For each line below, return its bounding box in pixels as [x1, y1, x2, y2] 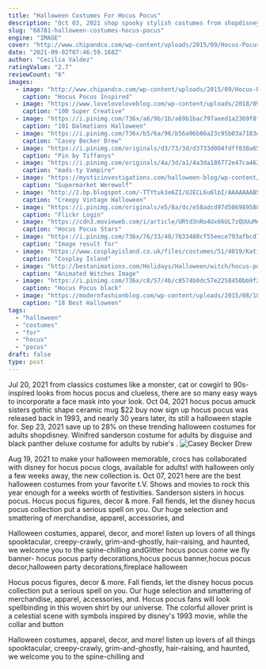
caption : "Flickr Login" [22, 211, 104, 219]
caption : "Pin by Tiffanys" [22, 151, 115, 159]
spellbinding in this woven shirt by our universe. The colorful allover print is [8, 602, 253, 612]
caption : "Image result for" [22, 240, 119, 248]
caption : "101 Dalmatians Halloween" [22, 122, 147, 130]
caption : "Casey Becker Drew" [22, 136, 123, 145]
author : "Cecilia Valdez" [8, 56, 93, 64]
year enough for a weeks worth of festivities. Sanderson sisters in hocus [8, 487, 245, 497]
